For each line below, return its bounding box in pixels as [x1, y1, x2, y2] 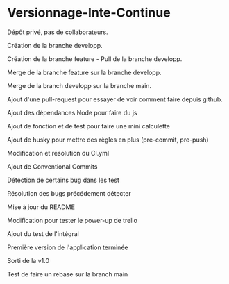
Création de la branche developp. [7, 41, 103, 49]
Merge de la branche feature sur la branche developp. [7, 68, 162, 76]
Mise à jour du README [7, 203, 75, 211]
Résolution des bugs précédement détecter [7, 189, 131, 197]
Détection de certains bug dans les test [7, 176, 120, 184]
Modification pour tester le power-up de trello [7, 216, 137, 224]
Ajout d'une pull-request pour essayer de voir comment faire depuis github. [7, 95, 223, 103]
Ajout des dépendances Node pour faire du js [7, 108, 137, 117]
